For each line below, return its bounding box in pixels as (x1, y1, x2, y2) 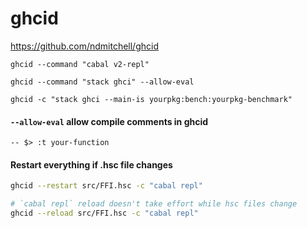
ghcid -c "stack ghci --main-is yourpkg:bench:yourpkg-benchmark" (10, 94, 293, 104)
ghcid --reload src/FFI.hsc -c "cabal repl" (10, 208, 199, 219)
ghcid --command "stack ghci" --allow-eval (10, 77, 195, 87)
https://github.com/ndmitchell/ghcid (10, 40, 159, 52)
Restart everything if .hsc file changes (10, 158, 173, 171)
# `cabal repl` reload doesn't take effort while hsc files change (10, 199, 298, 209)
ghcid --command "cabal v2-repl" (10, 59, 150, 69)
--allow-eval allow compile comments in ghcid (10, 115, 209, 127)
